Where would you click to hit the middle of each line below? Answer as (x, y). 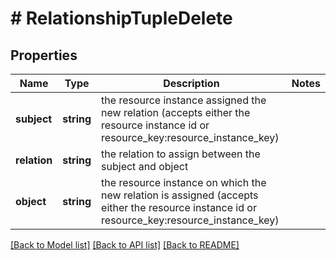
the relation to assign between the (181, 154)
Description (191, 83)
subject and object (145, 166)
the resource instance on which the (184, 182)
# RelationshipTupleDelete (121, 18)
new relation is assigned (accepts (180, 195)
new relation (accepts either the (176, 112)
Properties (44, 55)
